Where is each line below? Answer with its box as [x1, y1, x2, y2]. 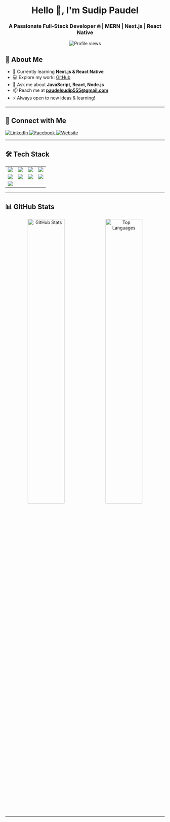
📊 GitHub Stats [5, 203, 55, 211]
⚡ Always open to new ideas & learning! [12, 95, 95, 101]
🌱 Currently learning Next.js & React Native [12, 68, 104, 75]
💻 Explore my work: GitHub [12, 74, 71, 81]
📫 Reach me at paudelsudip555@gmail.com [12, 87, 109, 93]
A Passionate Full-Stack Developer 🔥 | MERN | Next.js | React [8, 23, 162, 30]
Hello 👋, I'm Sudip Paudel [31, 5, 139, 16]
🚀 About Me [5, 55, 43, 64]
